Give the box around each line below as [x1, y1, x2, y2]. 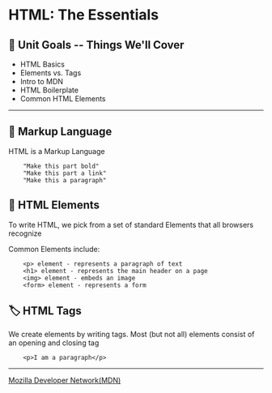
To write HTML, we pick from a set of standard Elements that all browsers [8, 220, 253, 229]
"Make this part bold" [23, 162, 100, 170]
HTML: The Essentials [8, 6, 159, 24]
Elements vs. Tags [19, 68, 82, 78]
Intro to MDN [19, 77, 63, 86]
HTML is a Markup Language [8, 146, 105, 156]
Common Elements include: [8, 244, 100, 254]
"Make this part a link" [23, 169, 107, 177]
